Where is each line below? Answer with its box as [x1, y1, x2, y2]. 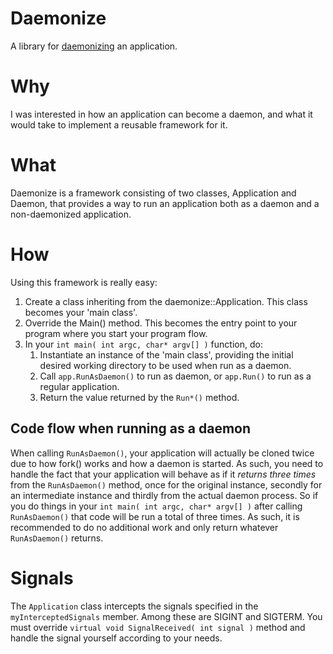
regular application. [39, 380, 120, 392]
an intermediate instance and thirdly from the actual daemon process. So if [10, 489, 319, 501]
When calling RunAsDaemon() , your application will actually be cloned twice [10, 447, 315, 459]
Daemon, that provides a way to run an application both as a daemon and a [10, 197, 320, 209]
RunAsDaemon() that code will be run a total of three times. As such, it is [10, 510, 300, 522]
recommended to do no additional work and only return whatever [10, 521, 279, 533]
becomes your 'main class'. [24, 306, 138, 318]
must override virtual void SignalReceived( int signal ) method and [10, 621, 306, 633]
